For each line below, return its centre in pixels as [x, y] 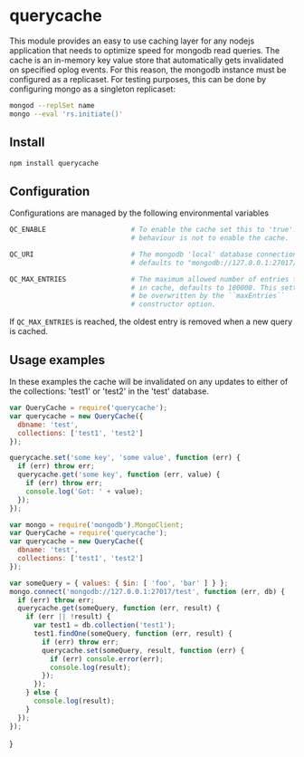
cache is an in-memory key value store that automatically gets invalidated [147, 60]
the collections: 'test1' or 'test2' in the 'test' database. [109, 391]
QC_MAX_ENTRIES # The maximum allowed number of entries [149, 279]
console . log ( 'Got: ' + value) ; [85, 491]
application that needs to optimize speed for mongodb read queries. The [145, 50]
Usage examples [57, 360]
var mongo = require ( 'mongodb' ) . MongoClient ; [96, 525]
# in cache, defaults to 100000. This [204, 287]
